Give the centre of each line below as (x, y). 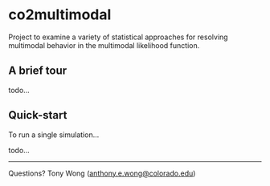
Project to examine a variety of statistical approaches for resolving (118, 37)
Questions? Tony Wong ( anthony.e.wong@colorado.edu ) (102, 173)
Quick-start (38, 115)
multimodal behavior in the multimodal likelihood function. (104, 45)
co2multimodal (60, 15)
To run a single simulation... (54, 135)
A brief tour (38, 71)
